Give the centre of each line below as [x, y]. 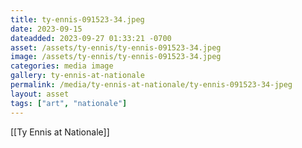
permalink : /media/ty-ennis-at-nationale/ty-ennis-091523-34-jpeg [151, 85]
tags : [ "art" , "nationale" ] [69, 103]
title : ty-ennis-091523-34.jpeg [77, 19]
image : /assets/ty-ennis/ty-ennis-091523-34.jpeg [116, 57]
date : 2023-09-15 [46, 29]
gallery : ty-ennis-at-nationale [77, 76]
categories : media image [62, 66]
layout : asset [40, 94]
